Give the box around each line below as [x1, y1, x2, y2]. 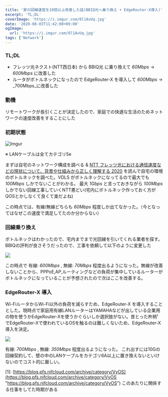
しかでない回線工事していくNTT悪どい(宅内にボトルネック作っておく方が [5, 187, 156, 193]
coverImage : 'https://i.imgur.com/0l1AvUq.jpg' [5, 17, 107, 22]
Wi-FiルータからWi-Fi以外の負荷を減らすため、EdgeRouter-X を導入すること [5, 301, 163, 307]
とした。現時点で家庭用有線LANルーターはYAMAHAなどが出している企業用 [5, 307, 160, 314]
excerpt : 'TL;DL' [5, 12, 42, 17]
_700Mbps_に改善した [12, 83, 59, 89]
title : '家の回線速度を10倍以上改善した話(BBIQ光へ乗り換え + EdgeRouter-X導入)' [5, 7, 163, 13]
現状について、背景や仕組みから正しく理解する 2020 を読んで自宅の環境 [14, 168, 163, 174]
